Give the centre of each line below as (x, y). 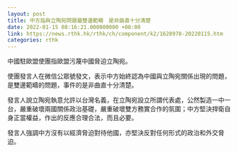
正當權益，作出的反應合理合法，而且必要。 (75, 118)
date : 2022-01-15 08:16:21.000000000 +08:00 (74, 27)
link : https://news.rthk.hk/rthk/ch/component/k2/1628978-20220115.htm (115, 34)
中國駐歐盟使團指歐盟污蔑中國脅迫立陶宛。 (69, 62)
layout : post (27, 14)
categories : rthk (33, 40)
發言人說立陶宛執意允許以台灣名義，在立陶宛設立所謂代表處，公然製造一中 (116, 100)
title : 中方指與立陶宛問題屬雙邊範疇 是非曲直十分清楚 (79, 21)
